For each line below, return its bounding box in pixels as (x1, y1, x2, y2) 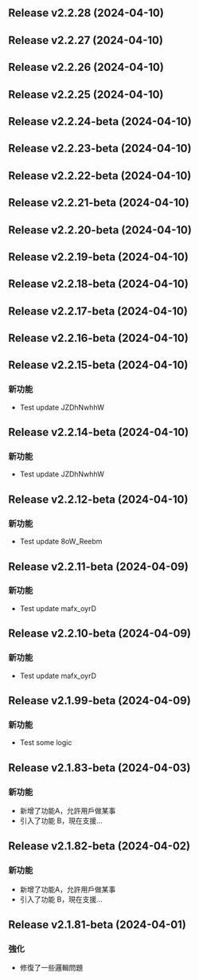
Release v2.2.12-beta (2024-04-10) (8, 492, 189, 506)
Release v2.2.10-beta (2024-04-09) (8, 627, 191, 641)
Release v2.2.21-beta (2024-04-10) (8, 196, 189, 210)
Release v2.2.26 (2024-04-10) (8, 61, 165, 74)
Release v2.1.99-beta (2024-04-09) (8, 693, 191, 708)
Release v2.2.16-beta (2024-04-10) (8, 331, 189, 345)
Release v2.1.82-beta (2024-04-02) (8, 840, 191, 853)
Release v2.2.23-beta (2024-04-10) (8, 142, 192, 155)
